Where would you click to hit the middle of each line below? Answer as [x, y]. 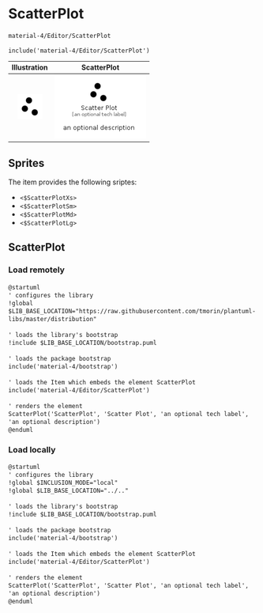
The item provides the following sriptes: [73, 182]
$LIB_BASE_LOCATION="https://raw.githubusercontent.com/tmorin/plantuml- [132, 311]
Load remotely [37, 270]
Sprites [26, 163]
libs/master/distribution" [53, 319]
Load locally [32, 449]
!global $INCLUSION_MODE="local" [63, 482]
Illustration [30, 67]
